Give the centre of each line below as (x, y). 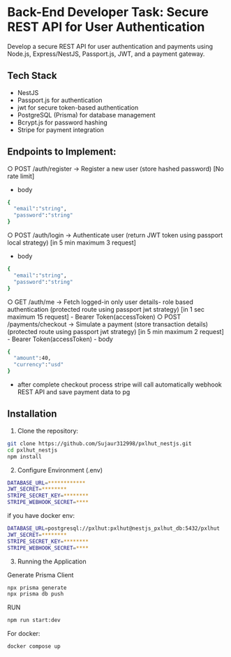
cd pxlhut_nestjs (32, 450)
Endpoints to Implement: (62, 152)
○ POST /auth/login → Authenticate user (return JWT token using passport (115, 236)
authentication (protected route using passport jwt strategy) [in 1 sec (106, 309)
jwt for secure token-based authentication (78, 107)
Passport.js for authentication (60, 100)
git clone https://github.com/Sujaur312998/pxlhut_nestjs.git (99, 443)
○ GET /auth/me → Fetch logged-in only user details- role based (100, 302)
